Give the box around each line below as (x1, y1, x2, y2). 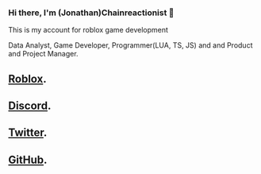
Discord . (8, 99, 52, 113)
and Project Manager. (8, 49, 79, 59)
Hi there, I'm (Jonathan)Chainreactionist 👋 (8, 7, 175, 18)
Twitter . (8, 126, 48, 140)
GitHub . (8, 153, 48, 166)
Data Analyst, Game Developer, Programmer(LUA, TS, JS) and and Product (8, 41, 253, 50)
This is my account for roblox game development (8, 25, 169, 35)
